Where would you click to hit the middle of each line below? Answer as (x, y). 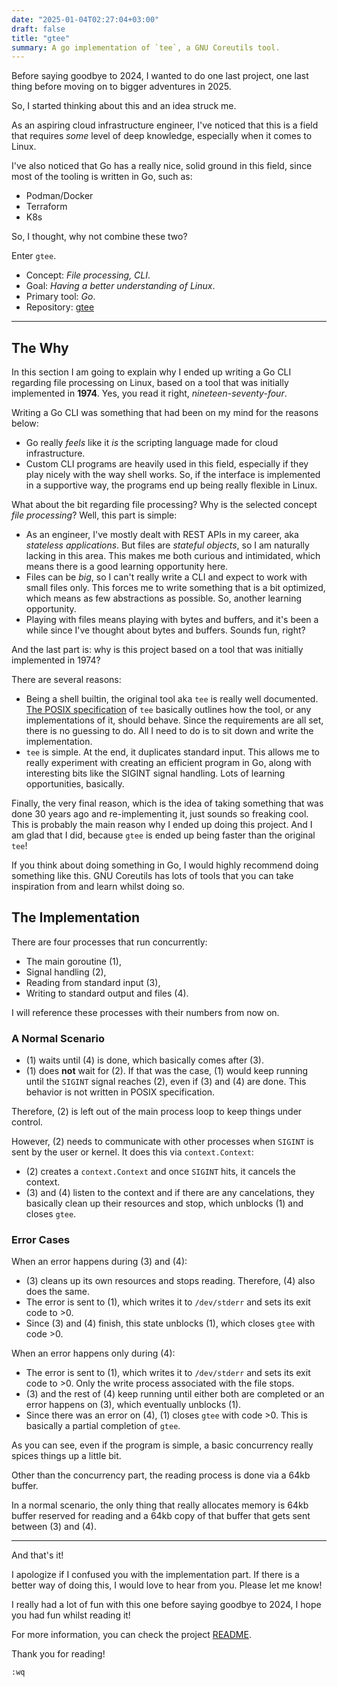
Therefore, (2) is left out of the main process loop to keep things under (157, 1112)
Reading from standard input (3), (93, 982)
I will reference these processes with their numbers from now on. (145, 1012)
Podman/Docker (59, 196)
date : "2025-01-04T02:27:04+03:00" (85, 19)
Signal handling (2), (66, 972)
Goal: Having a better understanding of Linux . (120, 286)
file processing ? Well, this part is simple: (94, 515)
